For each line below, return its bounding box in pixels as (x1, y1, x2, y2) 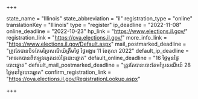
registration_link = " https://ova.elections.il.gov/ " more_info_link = (6, 34, 167, 41)
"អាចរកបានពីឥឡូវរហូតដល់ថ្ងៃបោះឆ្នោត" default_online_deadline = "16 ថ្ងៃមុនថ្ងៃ (6, 55, 179, 61)
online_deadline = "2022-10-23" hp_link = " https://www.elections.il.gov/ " (6, 28, 188, 35)
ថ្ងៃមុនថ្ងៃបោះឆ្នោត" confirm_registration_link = (6, 68, 112, 76)
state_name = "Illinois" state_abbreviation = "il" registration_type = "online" (6, 15, 193, 22)
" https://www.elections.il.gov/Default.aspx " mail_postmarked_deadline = (6, 40, 187, 47)
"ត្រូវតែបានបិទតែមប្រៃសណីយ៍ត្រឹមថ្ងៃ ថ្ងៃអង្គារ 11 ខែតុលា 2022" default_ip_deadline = (6, 47, 189, 54)
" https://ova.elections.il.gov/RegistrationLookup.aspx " (6, 76, 141, 82)
